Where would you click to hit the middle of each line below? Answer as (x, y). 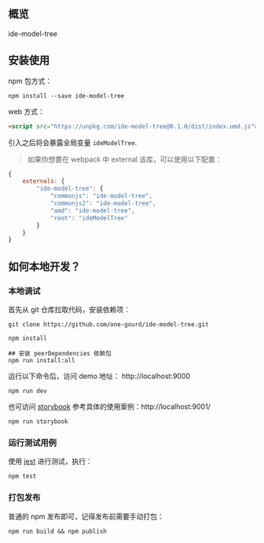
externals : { (44, 181)
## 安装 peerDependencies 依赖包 (60, 353)
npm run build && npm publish (58, 531)
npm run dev (27, 391)
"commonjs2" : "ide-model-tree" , (103, 203)
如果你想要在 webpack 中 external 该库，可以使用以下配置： (125, 159)
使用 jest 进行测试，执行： (50, 461)
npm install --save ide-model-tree (66, 96)
